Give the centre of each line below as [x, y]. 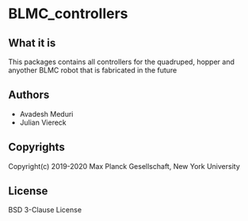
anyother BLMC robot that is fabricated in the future [93, 70]
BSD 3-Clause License [45, 210]
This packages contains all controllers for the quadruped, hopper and [122, 62]
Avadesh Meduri [46, 114]
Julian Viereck [43, 122]
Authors [29, 95]
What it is [32, 43]
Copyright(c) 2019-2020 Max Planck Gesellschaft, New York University [124, 166]
